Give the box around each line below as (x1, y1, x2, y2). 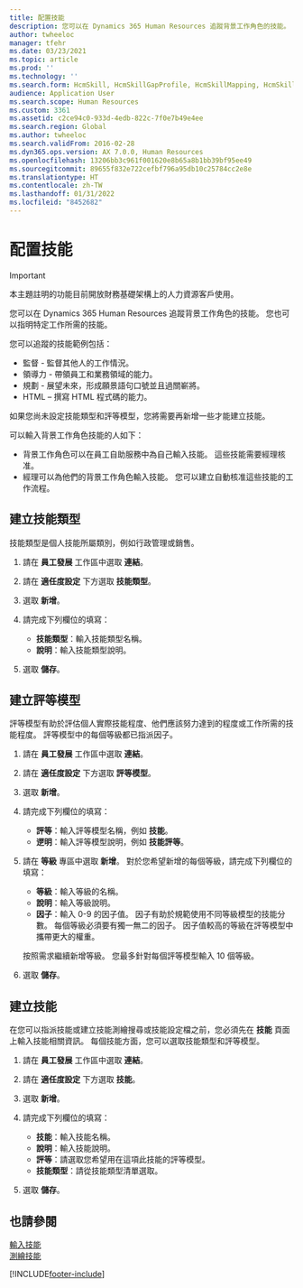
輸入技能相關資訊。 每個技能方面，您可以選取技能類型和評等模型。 (16, 1035, 264, 1047)
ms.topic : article (9, 55, 78, 64)
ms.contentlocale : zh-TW (9, 181, 103, 190)
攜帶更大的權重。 (35, 931, 100, 942)
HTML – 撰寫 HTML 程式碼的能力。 (22, 391, 152, 402)
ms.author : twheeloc (9, 131, 87, 140)
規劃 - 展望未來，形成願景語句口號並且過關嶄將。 (22, 380, 206, 391)
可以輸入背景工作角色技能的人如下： (9, 430, 144, 440)
